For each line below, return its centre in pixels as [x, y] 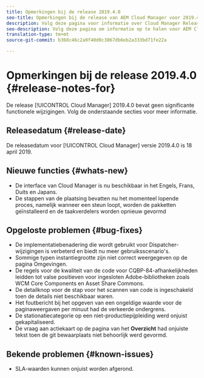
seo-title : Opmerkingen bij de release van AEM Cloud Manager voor [93, 18]
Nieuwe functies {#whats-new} [67, 171]
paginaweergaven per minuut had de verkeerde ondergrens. [90, 309]
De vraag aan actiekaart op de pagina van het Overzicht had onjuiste [101, 329]
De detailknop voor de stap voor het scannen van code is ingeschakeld [104, 290]
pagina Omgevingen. [41, 264]
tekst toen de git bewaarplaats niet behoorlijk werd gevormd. [91, 335]
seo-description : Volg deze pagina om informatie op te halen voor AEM [99, 29]
